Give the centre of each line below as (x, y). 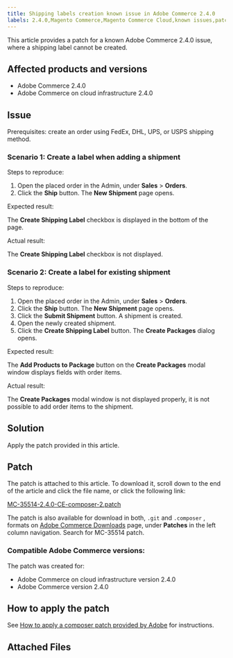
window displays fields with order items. (65, 372)
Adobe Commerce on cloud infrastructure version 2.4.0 (96, 579)
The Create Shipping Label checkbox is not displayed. (85, 254)
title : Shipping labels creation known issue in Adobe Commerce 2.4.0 (111, 14)
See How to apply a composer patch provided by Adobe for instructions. (111, 625)
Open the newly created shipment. (67, 323)
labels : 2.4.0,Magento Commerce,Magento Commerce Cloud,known (99, 20)
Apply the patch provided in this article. (63, 445)
